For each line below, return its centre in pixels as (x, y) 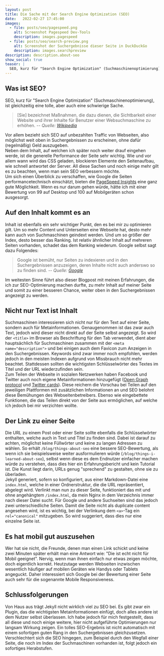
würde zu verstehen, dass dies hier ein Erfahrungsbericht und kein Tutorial (80, 464)
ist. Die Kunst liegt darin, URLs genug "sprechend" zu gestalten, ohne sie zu (82, 469)
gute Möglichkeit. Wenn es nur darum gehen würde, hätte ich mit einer (76, 187)
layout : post (18, 10)
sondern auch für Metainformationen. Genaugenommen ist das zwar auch (80, 328)
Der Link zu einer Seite (40, 421)
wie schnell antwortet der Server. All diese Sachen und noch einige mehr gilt (82, 166)
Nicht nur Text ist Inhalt (41, 311)
